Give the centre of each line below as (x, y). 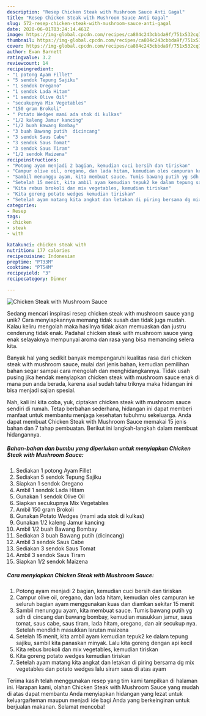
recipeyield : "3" (29, 273)
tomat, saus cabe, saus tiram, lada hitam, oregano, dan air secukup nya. (106, 623)
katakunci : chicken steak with (47, 245)
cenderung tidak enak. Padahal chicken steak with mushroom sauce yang (100, 333)
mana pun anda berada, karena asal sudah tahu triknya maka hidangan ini (100, 383)
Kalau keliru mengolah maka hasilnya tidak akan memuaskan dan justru (97, 326)
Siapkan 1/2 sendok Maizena (52, 561)
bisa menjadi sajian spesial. (41, 390)
